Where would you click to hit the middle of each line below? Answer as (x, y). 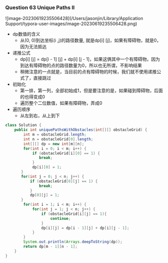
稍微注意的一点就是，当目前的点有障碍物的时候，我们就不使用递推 (88, 72)
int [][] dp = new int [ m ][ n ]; (54, 144)
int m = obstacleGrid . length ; (55, 135)
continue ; (60, 218)
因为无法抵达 (33, 47)
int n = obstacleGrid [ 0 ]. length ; (58, 139)
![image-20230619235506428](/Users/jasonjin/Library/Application (74, 19)
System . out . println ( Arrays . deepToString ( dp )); (73, 242)
